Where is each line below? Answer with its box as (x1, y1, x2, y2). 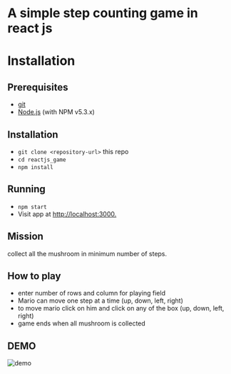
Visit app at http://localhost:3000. (17, 209, 117, 218)
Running (7, 183, 46, 196)
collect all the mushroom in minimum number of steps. (7, 249, 168, 258)
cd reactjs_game (17, 156, 66, 163)
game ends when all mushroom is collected (17, 319, 146, 328)
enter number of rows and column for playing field (17, 289, 166, 298)
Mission (7, 231, 44, 243)
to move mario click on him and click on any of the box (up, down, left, (17, 304, 225, 313)
